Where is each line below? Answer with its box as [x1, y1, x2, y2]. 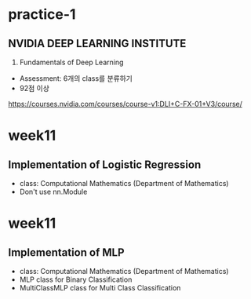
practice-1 [8, 5, 76, 24]
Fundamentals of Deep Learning [19, 57, 124, 67]
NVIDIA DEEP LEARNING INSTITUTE [8, 37, 187, 50]
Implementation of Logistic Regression [8, 158, 202, 171]
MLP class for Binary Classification [19, 275, 133, 284]
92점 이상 [19, 84, 49, 93]
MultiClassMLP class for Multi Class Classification [19, 283, 181, 292]
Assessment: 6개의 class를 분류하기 [19, 74, 133, 83]
